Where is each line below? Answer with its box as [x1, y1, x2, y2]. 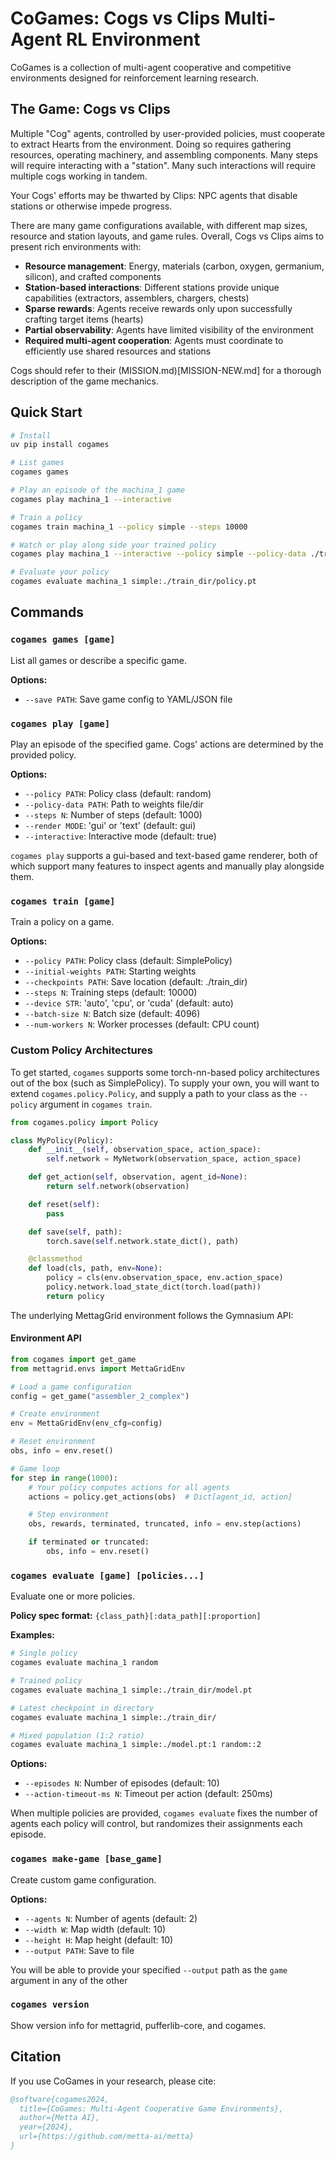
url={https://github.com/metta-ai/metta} [19, 2132, 195, 2142]
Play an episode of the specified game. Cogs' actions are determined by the [10, 738, 324, 751]
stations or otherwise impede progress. [10, 200, 173, 212]
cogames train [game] [10, 895, 116, 907]
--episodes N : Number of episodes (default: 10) [24, 1777, 220, 1789]
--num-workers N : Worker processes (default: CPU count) [24, 1018, 260, 1031]
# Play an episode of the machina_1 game [10, 485, 186, 496]
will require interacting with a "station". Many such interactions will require [10, 159, 316, 171]
